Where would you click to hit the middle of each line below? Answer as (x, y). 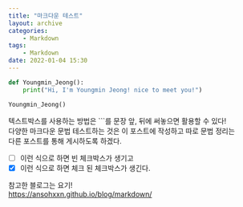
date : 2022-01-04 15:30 (48, 61)
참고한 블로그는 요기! (40, 185)
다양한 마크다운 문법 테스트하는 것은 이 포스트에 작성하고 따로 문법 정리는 (121, 131)
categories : (28, 30)
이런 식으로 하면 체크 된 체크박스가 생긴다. (85, 168)
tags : (17, 46)
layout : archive (35, 23)
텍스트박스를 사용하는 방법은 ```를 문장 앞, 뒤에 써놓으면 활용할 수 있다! (117, 120)
